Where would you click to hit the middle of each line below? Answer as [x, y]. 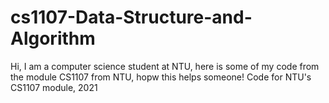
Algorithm [53, 38]
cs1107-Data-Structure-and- [131, 17]
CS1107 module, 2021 [54, 87]
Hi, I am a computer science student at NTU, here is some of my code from [165, 66]
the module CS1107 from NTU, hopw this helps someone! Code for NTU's [161, 77]
